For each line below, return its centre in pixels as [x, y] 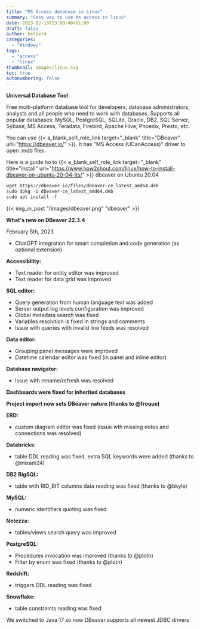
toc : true [19, 73]
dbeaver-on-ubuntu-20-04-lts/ [44, 175]
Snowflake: [21, 597]
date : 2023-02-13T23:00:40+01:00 [48, 23]
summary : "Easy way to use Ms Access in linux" [67, 17]
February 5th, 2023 [30, 232]
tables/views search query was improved [65, 532]
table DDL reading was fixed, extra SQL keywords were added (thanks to [104, 456]
